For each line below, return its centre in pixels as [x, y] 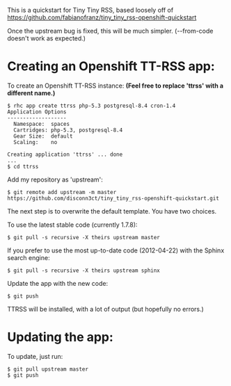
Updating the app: [60, 337]
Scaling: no [35, 142]
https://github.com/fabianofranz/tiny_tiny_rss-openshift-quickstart [102, 17]
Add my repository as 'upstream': [55, 179]
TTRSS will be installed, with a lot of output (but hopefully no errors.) [105, 309]
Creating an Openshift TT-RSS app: [111, 66]
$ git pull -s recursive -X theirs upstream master [83, 237]
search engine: [29, 257]
